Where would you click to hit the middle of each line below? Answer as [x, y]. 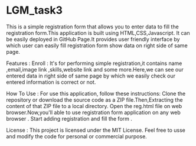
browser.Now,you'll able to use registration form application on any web [94, 112]
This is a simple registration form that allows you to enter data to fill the [92, 27]
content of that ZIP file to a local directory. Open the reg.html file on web [94, 106]
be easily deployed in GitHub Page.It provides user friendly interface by [93, 39]
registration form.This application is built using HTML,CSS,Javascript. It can [98, 33]
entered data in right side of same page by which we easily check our [91, 76]
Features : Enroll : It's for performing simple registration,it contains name [94, 63]
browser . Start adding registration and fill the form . [69, 118]
